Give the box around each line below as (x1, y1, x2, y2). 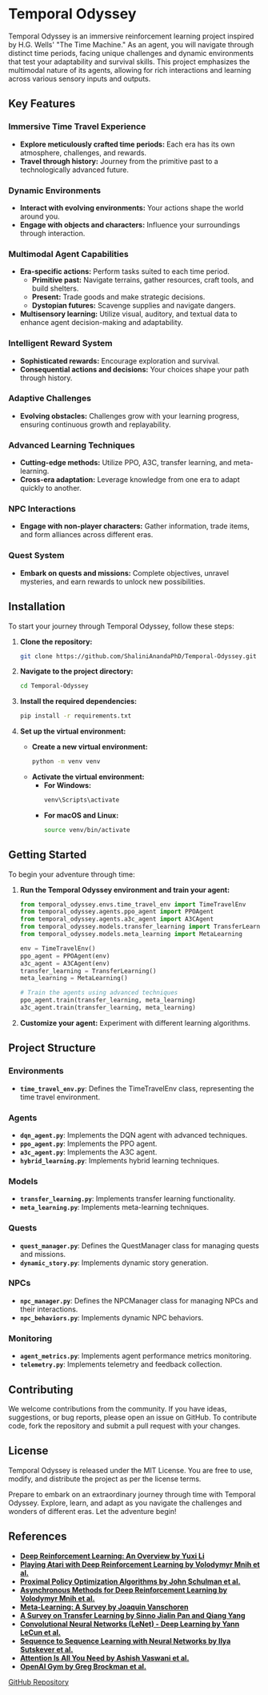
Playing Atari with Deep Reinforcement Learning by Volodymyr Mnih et (19, 1559, 260, 1569)
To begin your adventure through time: (8, 870, 135, 879)
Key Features (8, 97, 76, 110)
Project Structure (8, 1042, 96, 1055)
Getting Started (8, 848, 87, 862)
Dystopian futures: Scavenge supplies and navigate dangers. (31, 301, 236, 311)
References (8, 1530, 67, 1544)
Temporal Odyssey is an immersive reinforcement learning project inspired (8, 31, 254, 41)
